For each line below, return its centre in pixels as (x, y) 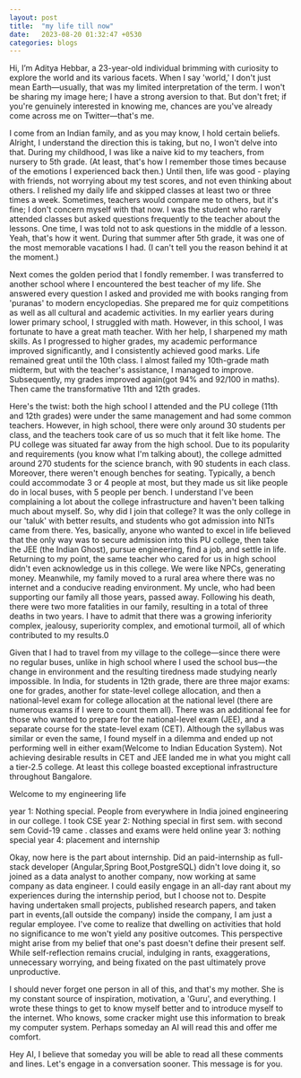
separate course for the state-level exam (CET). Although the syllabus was (147, 729)
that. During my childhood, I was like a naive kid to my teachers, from (137, 153)
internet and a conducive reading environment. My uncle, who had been (142, 588)
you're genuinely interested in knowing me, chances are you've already (141, 106)
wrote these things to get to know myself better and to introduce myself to (146, 1008)
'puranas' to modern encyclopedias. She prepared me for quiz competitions (149, 303)
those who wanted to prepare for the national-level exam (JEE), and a (138, 720)
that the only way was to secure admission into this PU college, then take (144, 540)
